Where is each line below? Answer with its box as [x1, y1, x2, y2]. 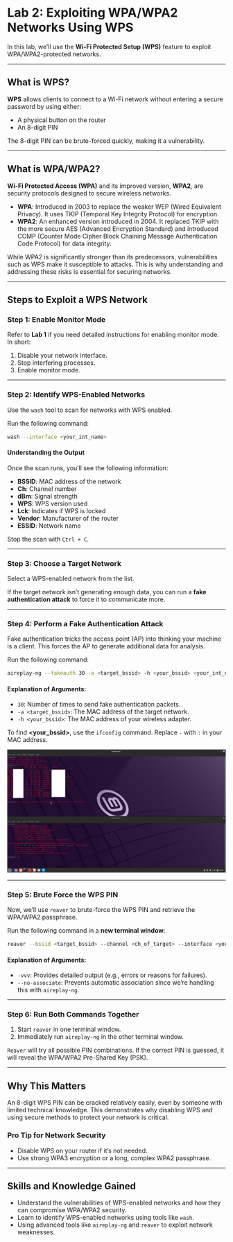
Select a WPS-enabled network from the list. [7, 574, 135, 583]
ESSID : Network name [17, 521, 81, 530]
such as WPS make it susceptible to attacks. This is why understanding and [7, 260, 223, 268]
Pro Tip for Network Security [7, 1130, 106, 1140]
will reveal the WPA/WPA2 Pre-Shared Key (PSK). [7, 1053, 148, 1062]
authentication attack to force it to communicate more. [7, 595, 166, 603]
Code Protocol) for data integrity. [17, 239, 112, 248]
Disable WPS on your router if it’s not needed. [17, 1146, 148, 1155]
